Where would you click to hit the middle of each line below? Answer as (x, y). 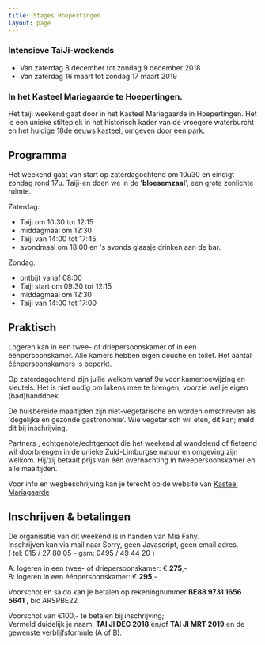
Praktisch (32, 328)
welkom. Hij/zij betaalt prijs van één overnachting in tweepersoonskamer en (132, 460)
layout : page (30, 23)
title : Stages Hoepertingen (55, 15)
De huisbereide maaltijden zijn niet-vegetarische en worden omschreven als (132, 411)
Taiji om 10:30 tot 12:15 (56, 221)
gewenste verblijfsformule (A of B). (65, 632)
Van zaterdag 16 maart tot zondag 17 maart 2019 (98, 76)
